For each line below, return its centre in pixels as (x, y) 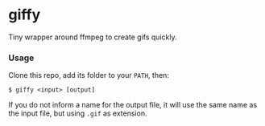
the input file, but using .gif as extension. (78, 113)
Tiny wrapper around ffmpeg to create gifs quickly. (93, 37)
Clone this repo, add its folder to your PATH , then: (89, 75)
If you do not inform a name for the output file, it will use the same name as (133, 105)
